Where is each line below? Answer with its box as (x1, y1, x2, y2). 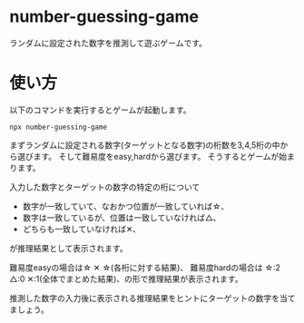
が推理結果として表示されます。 (9, 242, 129, 253)
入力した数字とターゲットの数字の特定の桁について (9, 181, 201, 192)
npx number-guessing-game (9, 122, 107, 132)
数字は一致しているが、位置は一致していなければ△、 (22, 211, 221, 223)
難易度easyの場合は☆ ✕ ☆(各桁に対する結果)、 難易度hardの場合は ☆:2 (9, 261, 281, 273)
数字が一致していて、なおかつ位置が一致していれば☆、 (22, 201, 230, 211)
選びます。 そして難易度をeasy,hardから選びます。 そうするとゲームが (16, 151, 279, 161)
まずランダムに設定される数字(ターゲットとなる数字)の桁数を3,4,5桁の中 (9, 139, 280, 151)
